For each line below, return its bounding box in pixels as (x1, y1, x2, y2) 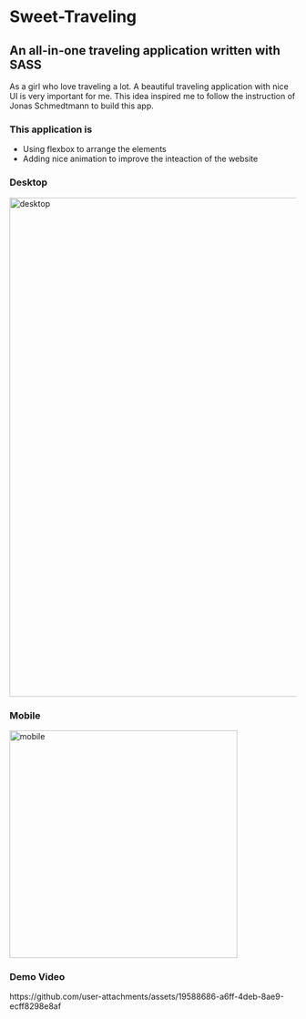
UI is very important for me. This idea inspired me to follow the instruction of (9, 91, 296, 101)
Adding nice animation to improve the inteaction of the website (22, 153, 259, 165)
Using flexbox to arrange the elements (22, 144, 167, 155)
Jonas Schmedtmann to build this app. (9, 100, 155, 111)
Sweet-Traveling (9, 6, 138, 27)
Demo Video (9, 970, 66, 983)
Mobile (9, 708, 41, 721)
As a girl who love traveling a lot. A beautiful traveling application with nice (9, 81, 289, 92)
